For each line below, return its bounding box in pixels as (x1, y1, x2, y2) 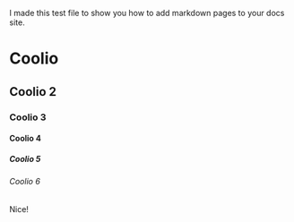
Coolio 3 (9, 111, 47, 124)
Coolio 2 (9, 84, 56, 99)
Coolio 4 (9, 133, 42, 144)
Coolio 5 (9, 153, 41, 164)
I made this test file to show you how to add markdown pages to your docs (9, 8, 285, 18)
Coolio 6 (9, 176, 40, 187)
